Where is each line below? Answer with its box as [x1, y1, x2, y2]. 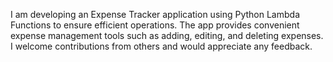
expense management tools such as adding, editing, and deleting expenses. [10, 30, 324, 41]
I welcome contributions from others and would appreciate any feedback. [10, 40, 313, 52]
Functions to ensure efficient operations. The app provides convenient [10, 19, 300, 31]
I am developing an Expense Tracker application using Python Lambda [10, 9, 300, 20]
